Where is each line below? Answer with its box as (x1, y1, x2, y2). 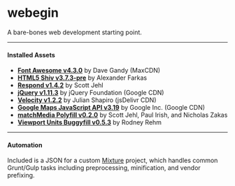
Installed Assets (7, 50, 56, 59)
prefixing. (7, 171, 35, 180)
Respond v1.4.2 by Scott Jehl (17, 81, 104, 90)
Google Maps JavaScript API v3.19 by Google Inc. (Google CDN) (17, 103, 205, 112)
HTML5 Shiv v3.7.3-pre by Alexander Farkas (17, 73, 148, 82)
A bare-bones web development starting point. (7, 28, 142, 36)
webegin (7, 5, 59, 21)
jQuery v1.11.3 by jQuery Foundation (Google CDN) (17, 89, 164, 97)
